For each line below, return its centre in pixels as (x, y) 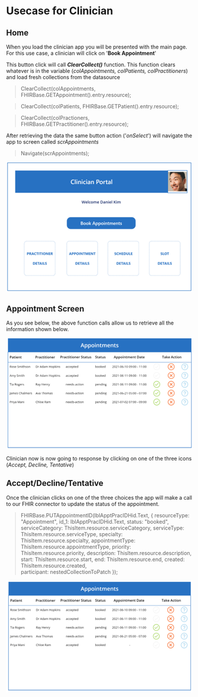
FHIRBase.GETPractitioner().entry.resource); (74, 124)
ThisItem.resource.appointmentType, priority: (76, 547)
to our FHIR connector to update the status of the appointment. (83, 504)
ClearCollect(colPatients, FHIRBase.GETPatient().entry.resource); (100, 106)
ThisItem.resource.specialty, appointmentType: (78, 540)
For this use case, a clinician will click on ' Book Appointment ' (81, 53)
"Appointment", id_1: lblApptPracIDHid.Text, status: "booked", (95, 521)
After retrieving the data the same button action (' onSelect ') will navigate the (99, 135)
